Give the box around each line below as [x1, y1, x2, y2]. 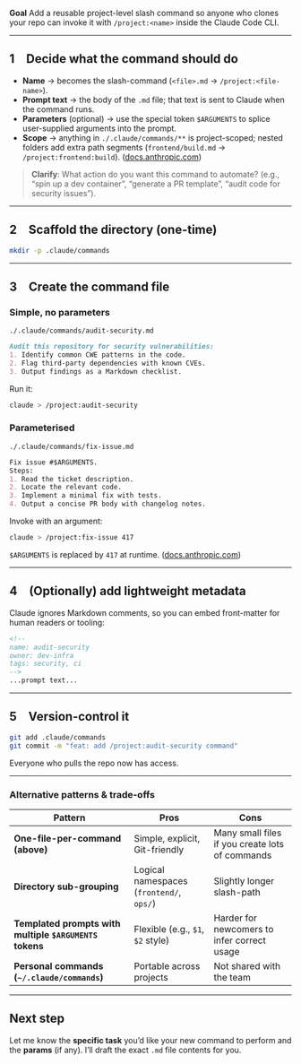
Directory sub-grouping [13, 880, 119, 893]
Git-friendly [133, 843, 185, 855]
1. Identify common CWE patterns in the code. [9, 350, 186, 359]
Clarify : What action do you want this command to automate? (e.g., [30, 169, 280, 179]
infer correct [213, 934, 266, 947]
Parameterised [9, 421, 75, 434]
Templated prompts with [13, 917, 121, 930]
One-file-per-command [13, 832, 122, 844]
